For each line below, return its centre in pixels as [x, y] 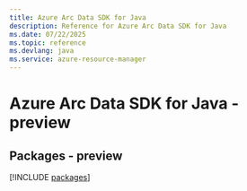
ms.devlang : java [42, 51]
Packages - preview [66, 156]
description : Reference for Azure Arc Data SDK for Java [118, 26]
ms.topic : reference [48, 43]
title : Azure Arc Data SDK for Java [78, 17]
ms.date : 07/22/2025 [48, 34]
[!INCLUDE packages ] [50, 177]
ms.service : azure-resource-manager [78, 59]
